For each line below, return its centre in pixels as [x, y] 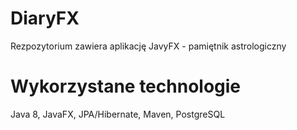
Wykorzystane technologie [126, 86]
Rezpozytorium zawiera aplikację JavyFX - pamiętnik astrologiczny [148, 46]
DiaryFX [45, 18]
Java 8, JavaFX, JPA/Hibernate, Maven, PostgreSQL [118, 114]
